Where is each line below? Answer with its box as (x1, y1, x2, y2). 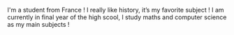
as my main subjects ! (7, 21, 70, 28)
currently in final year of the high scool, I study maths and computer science (7, 13, 227, 21)
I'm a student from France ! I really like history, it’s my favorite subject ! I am (7, 6, 225, 14)
